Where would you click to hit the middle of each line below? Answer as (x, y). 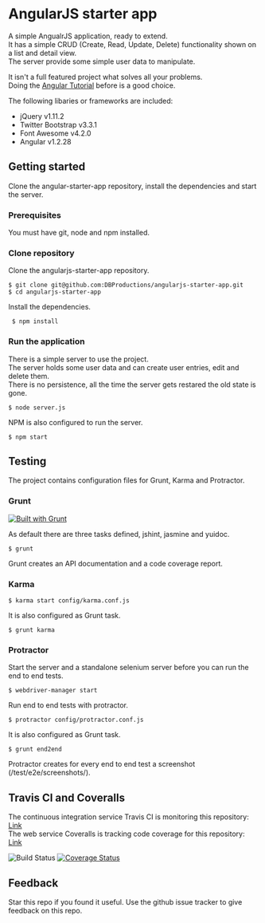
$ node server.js (37, 408)
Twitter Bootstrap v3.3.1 (58, 124)
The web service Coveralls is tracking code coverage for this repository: (127, 834)
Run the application (47, 341)
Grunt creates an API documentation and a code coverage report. (115, 563)
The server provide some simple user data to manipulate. (102, 61)
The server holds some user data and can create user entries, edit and (124, 367)
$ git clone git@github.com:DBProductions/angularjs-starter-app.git (126, 285)
